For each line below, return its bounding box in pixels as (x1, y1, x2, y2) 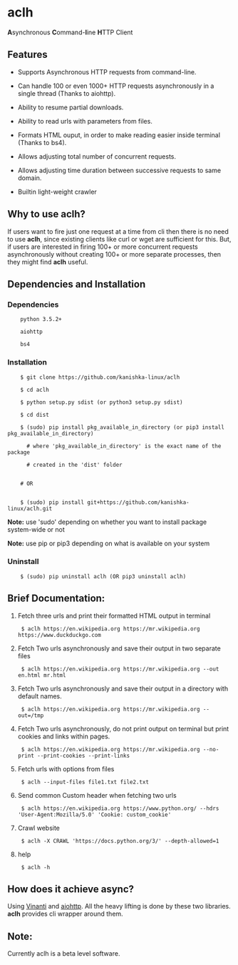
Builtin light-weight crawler (17, 187, 98, 196)
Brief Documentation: (7, 593, 105, 605)
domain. (17, 173, 42, 182)
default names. (17, 691, 62, 701)
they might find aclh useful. (7, 257, 88, 266)
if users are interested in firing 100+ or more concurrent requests (7, 242, 198, 251)
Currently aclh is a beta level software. (7, 949, 120, 958)
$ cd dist (20, 411, 50, 418)
